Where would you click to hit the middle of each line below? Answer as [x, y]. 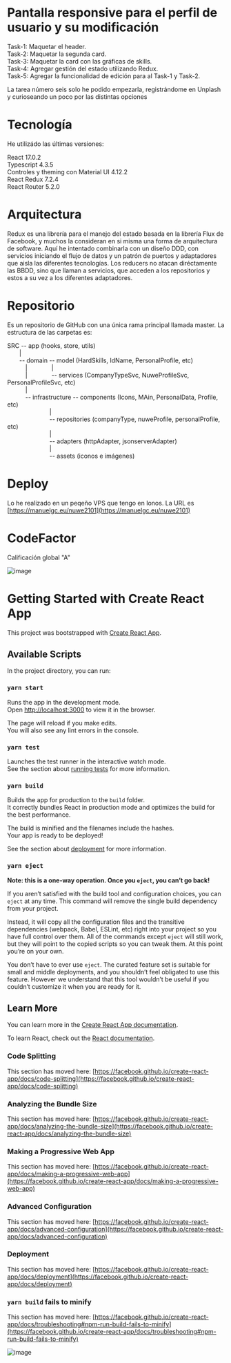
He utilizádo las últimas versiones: [56, 144]
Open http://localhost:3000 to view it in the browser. [81, 710]
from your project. [33, 908]
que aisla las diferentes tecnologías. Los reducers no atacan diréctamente [112, 263]
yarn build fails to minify [49, 1301]
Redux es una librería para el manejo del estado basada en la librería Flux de [115, 234]
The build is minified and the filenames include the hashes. [91, 828]
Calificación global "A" [39, 557]
